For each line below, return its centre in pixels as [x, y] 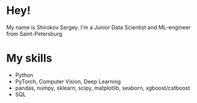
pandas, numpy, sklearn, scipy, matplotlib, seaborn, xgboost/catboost [102, 88]
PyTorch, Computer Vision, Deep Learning [68, 81]
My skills [29, 58]
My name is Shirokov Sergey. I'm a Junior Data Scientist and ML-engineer [98, 27]
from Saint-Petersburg [34, 33]
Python [24, 75]
